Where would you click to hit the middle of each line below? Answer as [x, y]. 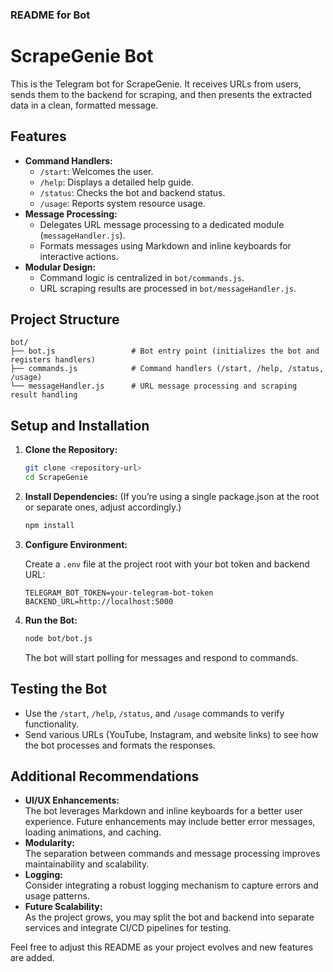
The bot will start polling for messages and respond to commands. [161, 657]
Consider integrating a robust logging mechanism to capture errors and [171, 885]
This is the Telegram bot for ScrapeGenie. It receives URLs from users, [156, 84]
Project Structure [65, 319]
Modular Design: [60, 267]
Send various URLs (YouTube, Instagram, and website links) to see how [171, 734]
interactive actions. [79, 256]
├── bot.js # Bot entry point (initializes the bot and [165, 351]
